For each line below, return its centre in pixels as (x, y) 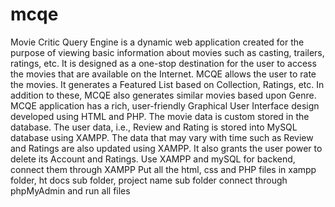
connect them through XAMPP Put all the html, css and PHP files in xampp (163, 169)
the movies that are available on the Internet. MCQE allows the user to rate (163, 74)
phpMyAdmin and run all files (70, 190)
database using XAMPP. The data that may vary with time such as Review (162, 137)
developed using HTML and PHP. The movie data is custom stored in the (160, 116)
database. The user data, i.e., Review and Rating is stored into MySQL (154, 127)
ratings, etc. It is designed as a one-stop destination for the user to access (163, 63)
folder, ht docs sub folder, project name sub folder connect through (149, 180)
